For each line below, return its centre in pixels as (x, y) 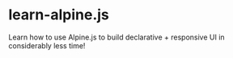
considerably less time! (47, 45)
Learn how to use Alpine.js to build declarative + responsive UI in (116, 37)
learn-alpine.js (59, 15)
